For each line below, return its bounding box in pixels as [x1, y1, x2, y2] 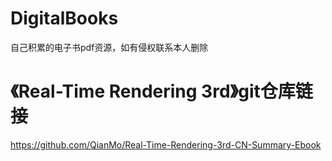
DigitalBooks [10, 7, 119, 30]
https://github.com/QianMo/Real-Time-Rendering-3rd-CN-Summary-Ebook [10, 138, 322, 151]
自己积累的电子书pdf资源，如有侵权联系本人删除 [10, 41, 209, 53]
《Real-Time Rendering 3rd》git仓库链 [10, 80, 313, 103]
